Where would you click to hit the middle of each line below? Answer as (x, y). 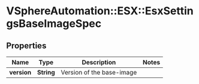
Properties (26, 46)
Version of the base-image (99, 72)
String (46, 72)
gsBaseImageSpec (54, 24)
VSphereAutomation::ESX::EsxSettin (100, 11)
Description (99, 62)
